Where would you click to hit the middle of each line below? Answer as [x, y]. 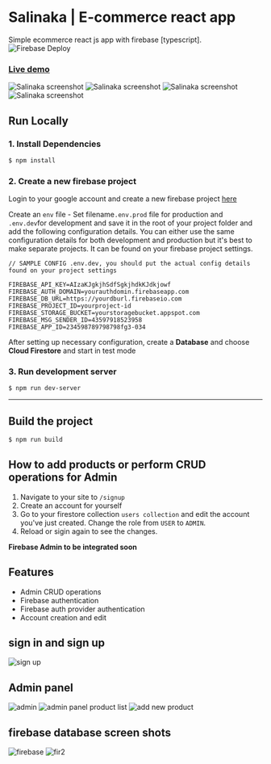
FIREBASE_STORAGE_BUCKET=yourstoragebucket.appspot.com [104, 313]
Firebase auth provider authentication [82, 609]
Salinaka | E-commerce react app [122, 17]
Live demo [29, 69]
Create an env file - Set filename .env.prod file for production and [116, 215]
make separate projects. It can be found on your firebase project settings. [131, 249]
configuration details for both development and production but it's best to [130, 240]
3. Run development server [63, 372]
